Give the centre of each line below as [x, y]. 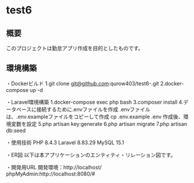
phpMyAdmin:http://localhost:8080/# [51, 174]
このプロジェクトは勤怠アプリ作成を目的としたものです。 [75, 48]
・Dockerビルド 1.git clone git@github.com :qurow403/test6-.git [82, 83]
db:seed [16, 130]
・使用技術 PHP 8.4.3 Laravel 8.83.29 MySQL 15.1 [65, 142]
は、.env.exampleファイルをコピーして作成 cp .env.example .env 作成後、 [95, 117]
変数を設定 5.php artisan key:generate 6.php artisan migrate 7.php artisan [99, 124]
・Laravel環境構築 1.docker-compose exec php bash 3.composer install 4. [95, 102]
